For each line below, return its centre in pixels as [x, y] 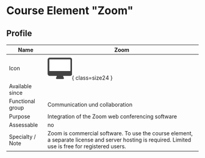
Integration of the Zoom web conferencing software [113, 116]
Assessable [23, 125]
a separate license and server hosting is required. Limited [120, 140]
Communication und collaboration [90, 104]
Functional [22, 101]
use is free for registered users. [87, 146]
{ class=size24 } [92, 78]
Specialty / [23, 137]
